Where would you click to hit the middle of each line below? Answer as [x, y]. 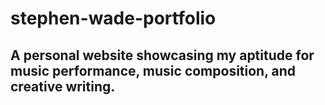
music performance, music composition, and [153, 70]
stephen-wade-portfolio [113, 18]
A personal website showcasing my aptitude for [162, 55]
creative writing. [63, 86]
